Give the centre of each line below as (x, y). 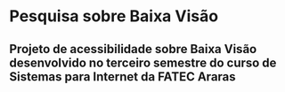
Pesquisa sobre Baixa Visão (114, 16)
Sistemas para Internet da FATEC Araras (122, 77)
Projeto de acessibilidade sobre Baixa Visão (133, 49)
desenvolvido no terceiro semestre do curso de (143, 62)
